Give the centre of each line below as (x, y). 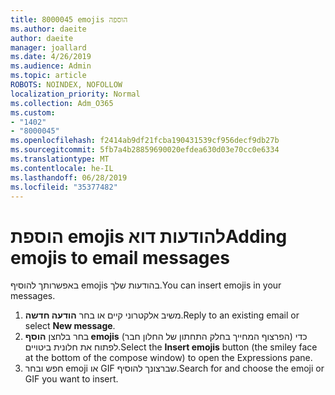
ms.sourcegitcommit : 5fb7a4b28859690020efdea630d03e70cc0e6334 (145, 150)
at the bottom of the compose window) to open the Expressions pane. (168, 358)
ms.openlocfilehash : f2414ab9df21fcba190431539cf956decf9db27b (145, 141)
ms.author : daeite (48, 29)
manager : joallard (48, 47)
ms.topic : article (48, 76)
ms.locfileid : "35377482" (64, 187)
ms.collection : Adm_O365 (62, 103)
